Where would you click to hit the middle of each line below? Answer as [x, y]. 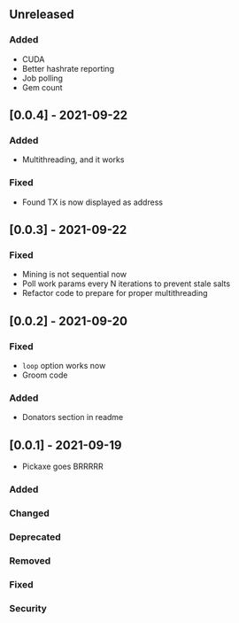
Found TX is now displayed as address [93, 202]
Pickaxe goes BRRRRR [62, 467]
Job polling [42, 78]
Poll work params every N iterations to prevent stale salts [126, 284]
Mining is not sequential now [74, 275]
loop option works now [64, 366]
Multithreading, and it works [73, 160]
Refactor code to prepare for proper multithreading [115, 293]
